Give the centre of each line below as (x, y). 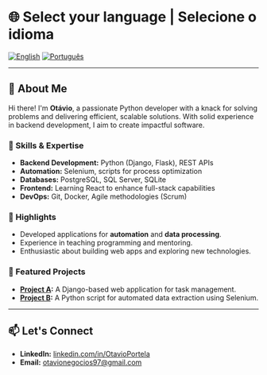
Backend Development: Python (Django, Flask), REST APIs (116, 163)
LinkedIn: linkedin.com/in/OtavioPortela (85, 354)
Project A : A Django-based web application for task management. (128, 289)
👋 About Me (38, 89)
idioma (31, 35)
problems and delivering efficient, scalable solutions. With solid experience (131, 116)
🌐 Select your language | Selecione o (132, 17)
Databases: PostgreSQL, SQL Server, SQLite (93, 180)
